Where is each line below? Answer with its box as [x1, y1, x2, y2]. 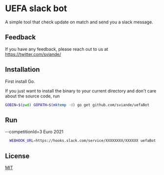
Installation [5, 65, 40, 74]
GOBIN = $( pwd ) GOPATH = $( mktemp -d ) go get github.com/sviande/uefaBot [5, 102, 150, 107]
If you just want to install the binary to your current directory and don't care [5, 88, 157, 94]
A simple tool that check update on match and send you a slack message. [5, 19, 153, 25]
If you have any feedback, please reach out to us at [5, 46, 108, 52]
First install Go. [5, 78, 35, 84]
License [5, 152, 30, 160]
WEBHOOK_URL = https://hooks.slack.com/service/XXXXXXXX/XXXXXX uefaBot [9, 138, 156, 143]
